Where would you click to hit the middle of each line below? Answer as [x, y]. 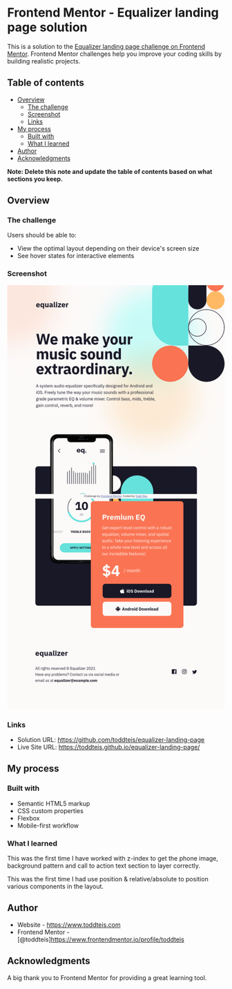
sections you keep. [35, 179]
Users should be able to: [42, 235]
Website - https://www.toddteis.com [69, 924]
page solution [47, 27]
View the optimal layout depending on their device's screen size [108, 248]
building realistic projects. [44, 61]
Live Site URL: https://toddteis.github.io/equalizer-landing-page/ [108, 747]
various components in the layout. [56, 887]
